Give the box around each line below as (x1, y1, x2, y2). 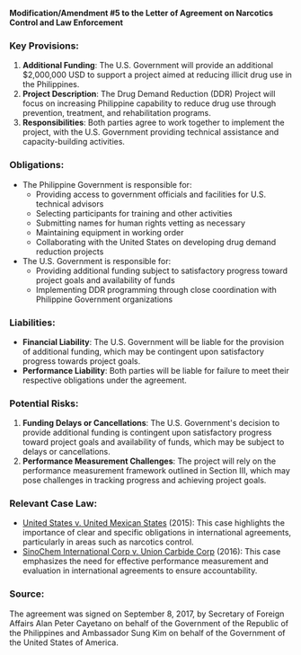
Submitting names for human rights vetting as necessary (35, 217, 245, 228)
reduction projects (35, 246, 104, 257)
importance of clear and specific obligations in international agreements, (22, 527, 292, 538)
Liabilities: (9, 316, 56, 329)
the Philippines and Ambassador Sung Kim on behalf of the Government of (9, 627, 286, 638)
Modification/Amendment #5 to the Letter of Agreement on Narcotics (9, 8, 274, 18)
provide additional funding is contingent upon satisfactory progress (22, 427, 272, 438)
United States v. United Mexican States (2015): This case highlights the (22, 518, 286, 528)
